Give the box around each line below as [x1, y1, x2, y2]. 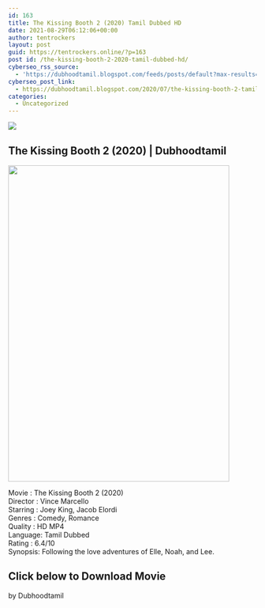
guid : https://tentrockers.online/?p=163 [8, 48, 147, 56]
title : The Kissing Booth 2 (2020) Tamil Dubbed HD [8, 19, 181, 27]
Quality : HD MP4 [8, 521, 65, 531]
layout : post [8, 41, 51, 49]
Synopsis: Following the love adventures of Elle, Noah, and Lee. [8, 546, 215, 556]
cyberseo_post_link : [8, 77, 77, 85]
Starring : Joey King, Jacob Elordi [8, 504, 118, 514]
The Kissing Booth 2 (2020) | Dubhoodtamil [8, 144, 227, 157]
